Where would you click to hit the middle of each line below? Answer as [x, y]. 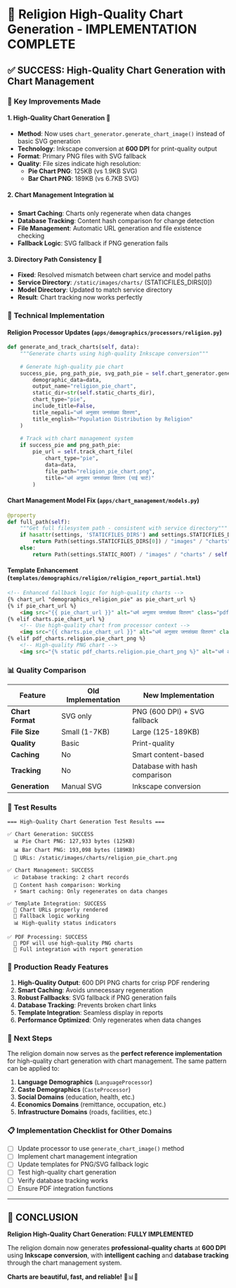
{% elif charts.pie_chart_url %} [56, 619]
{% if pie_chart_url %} [42, 606]
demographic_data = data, [67, 380]
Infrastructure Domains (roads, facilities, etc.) [85, 1111]
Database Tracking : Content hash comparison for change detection [116, 220]
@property [22, 515]
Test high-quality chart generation [67, 1172]
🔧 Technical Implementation [56, 316]
